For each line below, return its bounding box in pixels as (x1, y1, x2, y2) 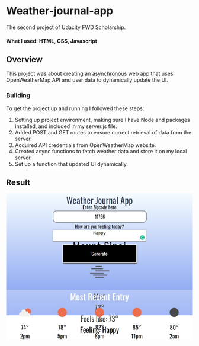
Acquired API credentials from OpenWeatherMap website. (14, 141, 156, 149)
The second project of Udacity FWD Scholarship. (6, 24, 126, 31)
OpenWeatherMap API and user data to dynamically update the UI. (6, 76, 169, 84)
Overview (6, 55, 43, 65)
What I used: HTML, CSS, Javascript (6, 37, 98, 44)
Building (6, 91, 31, 100)
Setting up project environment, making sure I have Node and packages (14, 116, 191, 123)
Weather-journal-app (6, 4, 114, 18)
